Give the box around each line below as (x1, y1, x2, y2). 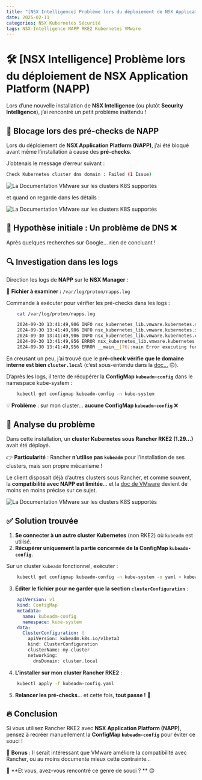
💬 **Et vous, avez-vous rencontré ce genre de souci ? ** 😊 (6, 767, 155, 775)
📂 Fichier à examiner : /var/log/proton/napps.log (6, 288, 130, 295)
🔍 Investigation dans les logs (6, 257, 118, 267)
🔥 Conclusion (6, 709, 58, 719)
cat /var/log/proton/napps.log (17, 310, 96, 317)
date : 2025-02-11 (6, 14, 50, 20)
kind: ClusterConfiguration (28, 641, 98, 647)
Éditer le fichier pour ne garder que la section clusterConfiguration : (14, 585, 188, 592)
